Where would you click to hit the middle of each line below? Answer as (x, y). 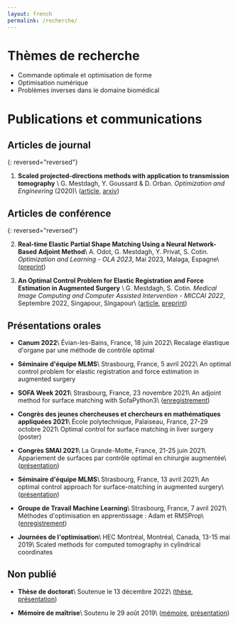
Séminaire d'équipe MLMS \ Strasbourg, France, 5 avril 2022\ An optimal (124, 364)
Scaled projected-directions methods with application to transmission (123, 176)
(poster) (29, 437)
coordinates (35, 552)
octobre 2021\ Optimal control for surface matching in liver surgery (115, 429)
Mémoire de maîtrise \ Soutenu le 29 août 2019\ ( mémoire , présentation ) (124, 613)
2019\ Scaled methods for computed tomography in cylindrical (109, 544)
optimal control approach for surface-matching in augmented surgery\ (120, 487)
